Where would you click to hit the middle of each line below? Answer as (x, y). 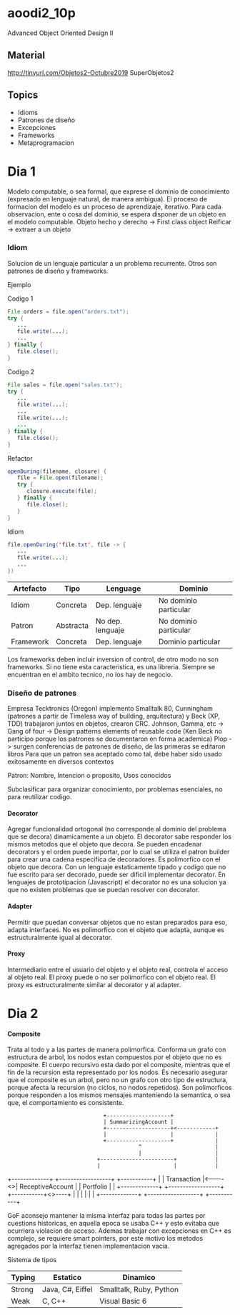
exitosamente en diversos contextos (61, 761)
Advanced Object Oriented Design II (60, 33)
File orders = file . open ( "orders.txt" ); (69, 311)
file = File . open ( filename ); (60, 478)
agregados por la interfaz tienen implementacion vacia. (89, 1246)
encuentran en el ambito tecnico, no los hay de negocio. (90, 674)
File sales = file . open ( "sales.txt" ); (65, 385)
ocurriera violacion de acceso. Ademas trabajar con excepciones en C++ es (119, 1231)
